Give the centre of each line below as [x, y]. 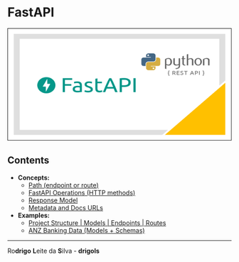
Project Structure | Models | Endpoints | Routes [97, 223]
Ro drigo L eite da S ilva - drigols [53, 251]
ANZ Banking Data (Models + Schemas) [86, 230]
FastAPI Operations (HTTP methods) [82, 192]
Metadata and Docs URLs [65, 207]
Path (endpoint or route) [64, 185]
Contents [28, 160]
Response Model [53, 200]
